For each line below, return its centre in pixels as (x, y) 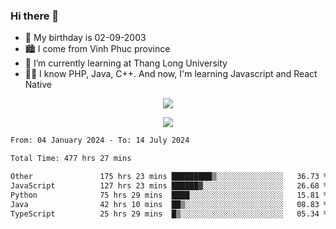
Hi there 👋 (35, 16)
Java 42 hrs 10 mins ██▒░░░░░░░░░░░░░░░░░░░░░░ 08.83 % (169, 204)
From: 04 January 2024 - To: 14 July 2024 (100, 140)
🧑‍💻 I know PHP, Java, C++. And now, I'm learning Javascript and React (171, 74)
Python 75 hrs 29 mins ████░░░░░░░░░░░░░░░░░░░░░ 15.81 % (169, 195)
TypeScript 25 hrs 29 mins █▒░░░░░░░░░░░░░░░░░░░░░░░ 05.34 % (169, 214)
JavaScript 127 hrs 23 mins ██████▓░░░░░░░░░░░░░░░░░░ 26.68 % (169, 185)
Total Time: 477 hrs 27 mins (71, 159)
